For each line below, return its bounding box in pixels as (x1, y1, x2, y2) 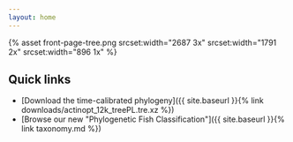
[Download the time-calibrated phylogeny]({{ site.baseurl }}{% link (20, 95, 264, 106)
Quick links (8, 72, 71, 87)
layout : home (8, 12, 56, 22)
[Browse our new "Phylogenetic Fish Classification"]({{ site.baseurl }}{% (20, 114, 285, 124)
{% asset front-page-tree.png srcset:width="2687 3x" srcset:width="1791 (8, 37, 277, 48)
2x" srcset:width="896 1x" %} (8, 46, 117, 57)
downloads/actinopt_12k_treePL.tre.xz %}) (20, 105, 175, 116)
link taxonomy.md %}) (20, 123, 102, 134)
